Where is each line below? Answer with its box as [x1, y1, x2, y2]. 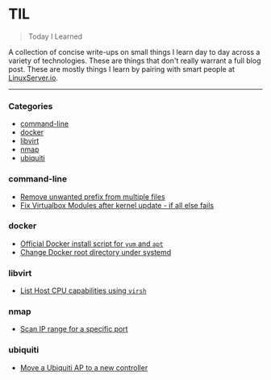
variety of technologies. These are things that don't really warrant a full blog [8, 56, 261, 65]
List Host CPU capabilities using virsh [19, 286, 147, 295]
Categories [8, 100, 53, 111]
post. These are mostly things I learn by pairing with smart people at [8, 64, 236, 73]
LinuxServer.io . [8, 73, 59, 82]
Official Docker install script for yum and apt [19, 239, 164, 248]
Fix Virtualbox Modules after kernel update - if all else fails [19, 200, 215, 210]
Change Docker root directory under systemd [19, 247, 172, 257]
